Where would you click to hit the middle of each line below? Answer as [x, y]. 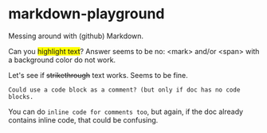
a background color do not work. [62, 60]
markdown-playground [86, 14]
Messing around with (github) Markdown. [76, 36]
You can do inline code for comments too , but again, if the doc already [126, 111]
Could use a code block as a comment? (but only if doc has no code [124, 90]
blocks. [21, 96]
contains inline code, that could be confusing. [83, 119]
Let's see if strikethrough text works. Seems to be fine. [98, 75]
